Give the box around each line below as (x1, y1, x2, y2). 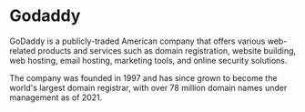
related (9, 45, 36, 56)
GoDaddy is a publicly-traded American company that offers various (9, 36, 266, 46)
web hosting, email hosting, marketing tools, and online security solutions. (9, 55, 288, 66)
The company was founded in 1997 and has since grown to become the (9, 72, 278, 83)
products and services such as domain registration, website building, (37, 45, 297, 56)
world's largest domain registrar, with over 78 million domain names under (9, 82, 288, 93)
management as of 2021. (9, 92, 103, 103)
